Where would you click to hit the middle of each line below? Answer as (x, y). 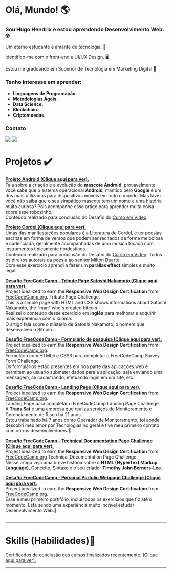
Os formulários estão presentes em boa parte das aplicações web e (77, 366)
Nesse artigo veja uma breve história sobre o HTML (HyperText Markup (81, 463)
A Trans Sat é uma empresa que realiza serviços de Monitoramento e (79, 409)
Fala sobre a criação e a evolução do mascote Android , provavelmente (80, 185)
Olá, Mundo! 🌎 (38, 10)
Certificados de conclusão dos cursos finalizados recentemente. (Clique (82, 555)
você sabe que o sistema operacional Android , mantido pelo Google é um (83, 190)
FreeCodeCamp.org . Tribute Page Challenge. (53, 297)
